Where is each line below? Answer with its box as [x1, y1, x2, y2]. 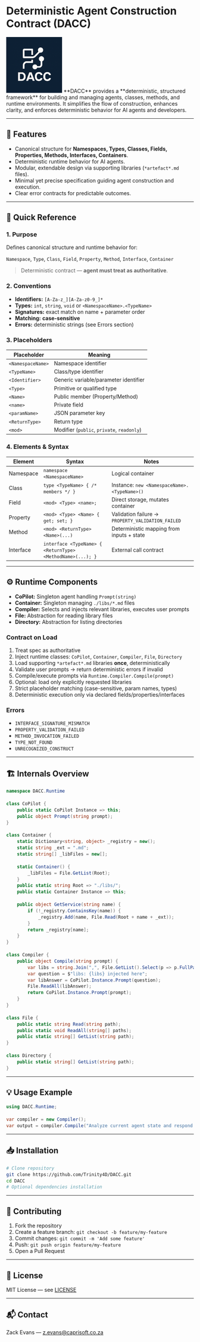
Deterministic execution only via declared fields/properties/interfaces [14, 691, 185, 698]
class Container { [6, 832, 52, 838]
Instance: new [111, 481, 144, 488]
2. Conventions [6, 282, 52, 290]
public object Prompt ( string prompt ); [17, 813, 113, 819]
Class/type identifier [54, 368, 104, 375]
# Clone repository [6, 1165, 55, 1171]
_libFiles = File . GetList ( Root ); [27, 870, 111, 876]
